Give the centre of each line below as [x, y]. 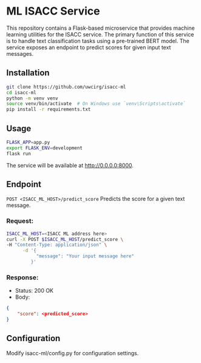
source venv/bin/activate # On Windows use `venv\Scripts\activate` [96, 104]
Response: [22, 277]
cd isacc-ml [21, 92]
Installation [28, 73]
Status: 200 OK [34, 291]
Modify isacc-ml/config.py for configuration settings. [73, 353]
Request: [20, 221]
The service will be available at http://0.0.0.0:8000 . [70, 165]
